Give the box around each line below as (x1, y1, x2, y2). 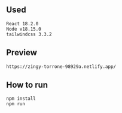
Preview (6, 47, 38, 58)
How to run (6, 80, 48, 90)
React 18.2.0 (6, 20, 39, 26)
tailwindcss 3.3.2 (6, 31, 52, 37)
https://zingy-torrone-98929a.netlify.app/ (6, 63, 117, 70)
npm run (6, 101, 26, 107)
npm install (6, 96, 36, 102)
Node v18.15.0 (6, 26, 42, 32)
